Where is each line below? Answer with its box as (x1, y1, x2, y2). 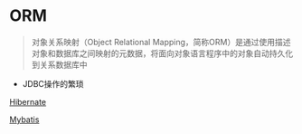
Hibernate (9, 96, 47, 107)
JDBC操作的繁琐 (22, 78, 84, 89)
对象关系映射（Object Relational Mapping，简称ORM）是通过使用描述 (31, 36, 291, 47)
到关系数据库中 (31, 59, 88, 70)
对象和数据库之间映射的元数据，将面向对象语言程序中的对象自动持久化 (31, 47, 294, 59)
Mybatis (9, 114, 40, 125)
